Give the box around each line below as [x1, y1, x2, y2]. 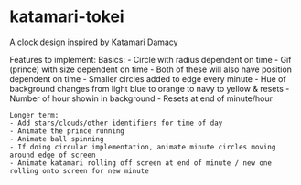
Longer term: [9, 110, 59, 119]
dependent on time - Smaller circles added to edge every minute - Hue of [9, 73, 286, 84]
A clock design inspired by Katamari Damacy [9, 36, 178, 47]
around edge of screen [9, 150, 96, 159]
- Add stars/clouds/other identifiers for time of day [9, 118, 223, 128]
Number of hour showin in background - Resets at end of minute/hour [9, 93, 273, 104]
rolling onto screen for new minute [9, 166, 149, 175]
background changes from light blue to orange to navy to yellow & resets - [9, 83, 290, 94]
